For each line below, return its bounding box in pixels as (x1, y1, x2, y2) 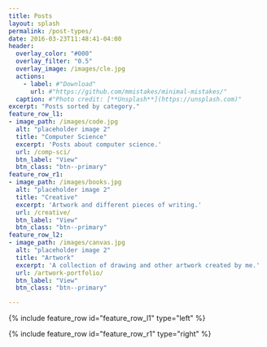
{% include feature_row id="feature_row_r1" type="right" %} (8, 329, 212, 339)
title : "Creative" (15, 193, 79, 202)
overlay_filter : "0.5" (15, 58, 93, 66)
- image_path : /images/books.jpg (8, 178, 122, 187)
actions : (15, 72, 46, 80)
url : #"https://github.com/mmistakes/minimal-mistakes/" (29, 87, 228, 96)
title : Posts (8, 11, 53, 20)
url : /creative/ (15, 208, 71, 216)
